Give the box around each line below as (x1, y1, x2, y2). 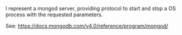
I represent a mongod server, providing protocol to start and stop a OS (5, 5, 176, 12)
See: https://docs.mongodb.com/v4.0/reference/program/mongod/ (5, 23, 168, 29)
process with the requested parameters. (5, 11, 103, 18)
